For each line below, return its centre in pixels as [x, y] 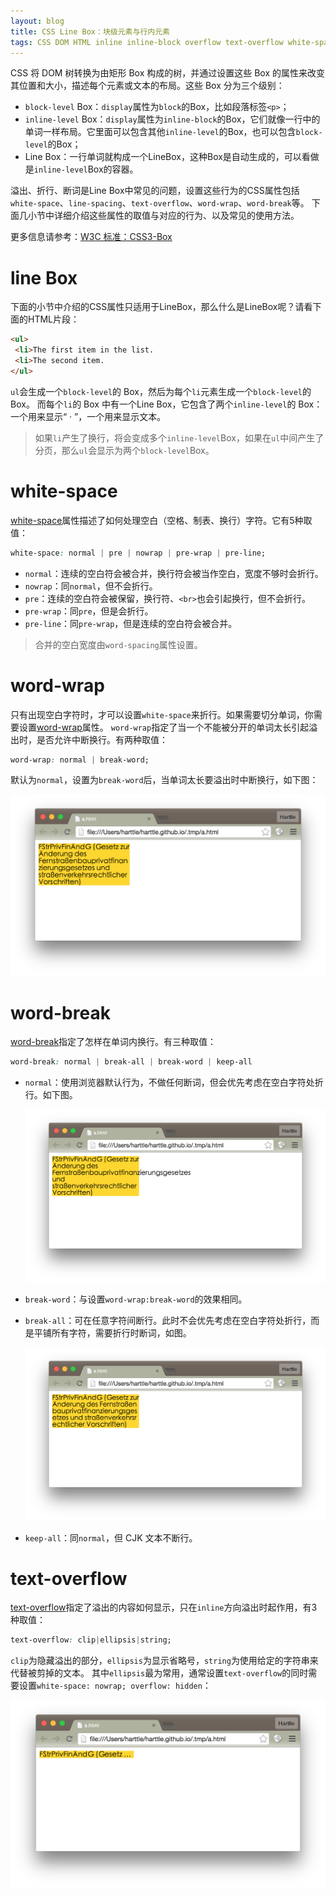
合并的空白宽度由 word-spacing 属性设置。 [118, 644]
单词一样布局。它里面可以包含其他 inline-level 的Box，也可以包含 [160, 132]
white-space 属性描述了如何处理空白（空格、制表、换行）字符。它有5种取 [161, 520]
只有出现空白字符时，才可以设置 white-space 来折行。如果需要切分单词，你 [162, 714]
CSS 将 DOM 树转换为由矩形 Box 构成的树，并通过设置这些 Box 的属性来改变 [167, 73]
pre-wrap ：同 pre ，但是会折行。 [89, 611]
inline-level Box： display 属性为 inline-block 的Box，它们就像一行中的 [172, 119]
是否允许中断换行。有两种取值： [102, 739]
